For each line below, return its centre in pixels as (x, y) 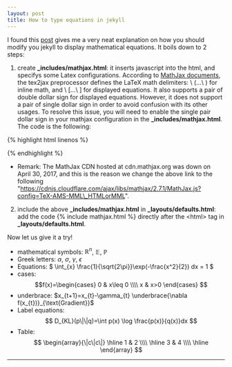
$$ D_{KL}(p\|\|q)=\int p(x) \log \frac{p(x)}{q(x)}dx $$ (121, 321)
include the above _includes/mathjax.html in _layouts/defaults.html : (116, 209)
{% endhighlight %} (35, 153)
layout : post (26, 13)
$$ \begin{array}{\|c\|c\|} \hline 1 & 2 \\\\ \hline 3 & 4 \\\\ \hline (121, 343)
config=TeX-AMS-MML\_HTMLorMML (71, 196)
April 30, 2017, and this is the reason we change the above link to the (115, 174)
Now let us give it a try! (40, 237)
